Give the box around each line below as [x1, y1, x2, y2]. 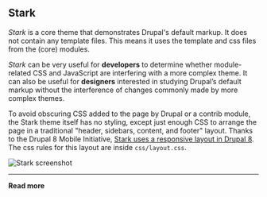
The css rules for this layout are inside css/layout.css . [8, 142, 187, 152]
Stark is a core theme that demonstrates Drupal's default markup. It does [8, 27, 248, 37]
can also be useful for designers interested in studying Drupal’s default [8, 76, 242, 86]
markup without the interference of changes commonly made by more [8, 85, 238, 95]
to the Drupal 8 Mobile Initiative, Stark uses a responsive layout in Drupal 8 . [8, 134, 254, 144]
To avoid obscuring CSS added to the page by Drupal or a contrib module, [8, 109, 251, 118]
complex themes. [8, 93, 65, 102]
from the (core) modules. [8, 44, 90, 54]
